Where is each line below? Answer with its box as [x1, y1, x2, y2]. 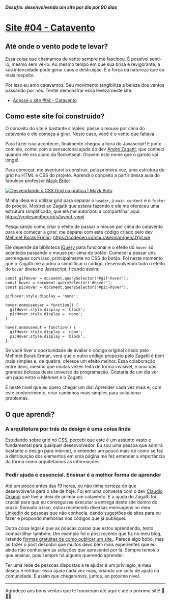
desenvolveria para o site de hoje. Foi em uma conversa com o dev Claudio [5, 488, 163, 494]
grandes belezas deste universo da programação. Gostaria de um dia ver [5, 369, 159, 375]
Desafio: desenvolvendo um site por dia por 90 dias [5, 4, 118, 10]
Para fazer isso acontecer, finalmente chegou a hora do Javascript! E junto [5, 141, 162, 147]
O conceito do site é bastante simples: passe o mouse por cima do [5, 125, 145, 132]
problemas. [5, 395, 29, 401]
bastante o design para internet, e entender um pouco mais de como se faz [5, 448, 164, 454]
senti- [149, 56, 162, 62]
